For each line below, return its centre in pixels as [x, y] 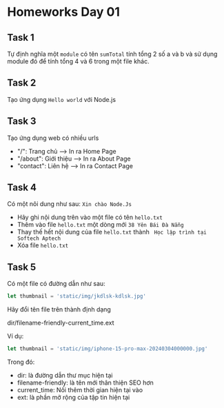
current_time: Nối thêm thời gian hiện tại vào [80, 390]
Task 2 [22, 83]
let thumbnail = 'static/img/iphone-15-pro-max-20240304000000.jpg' [108, 349]
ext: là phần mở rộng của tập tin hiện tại [73, 397]
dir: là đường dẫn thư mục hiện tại [65, 375]
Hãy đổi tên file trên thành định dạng [59, 309]
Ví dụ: [16, 336]
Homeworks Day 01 [64, 12]
